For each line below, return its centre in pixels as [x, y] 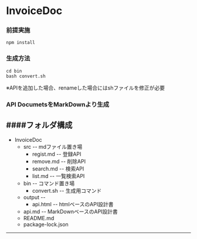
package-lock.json [46, 224]
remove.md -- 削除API [59, 161]
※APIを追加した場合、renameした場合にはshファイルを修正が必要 [86, 88]
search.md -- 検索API [58, 169]
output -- [34, 197]
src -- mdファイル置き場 [53, 146]
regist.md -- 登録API [57, 154]
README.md [39, 218]
